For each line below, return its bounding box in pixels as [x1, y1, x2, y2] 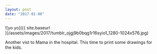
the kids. [5, 44, 23, 50]
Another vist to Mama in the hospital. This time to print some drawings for [5, 39, 153, 45]
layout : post [5, 7, 32, 12]
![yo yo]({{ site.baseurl [5, 25, 50, 30]
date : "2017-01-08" [5, 12, 45, 16]
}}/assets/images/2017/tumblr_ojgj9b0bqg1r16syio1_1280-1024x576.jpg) [5, 30, 149, 36]
